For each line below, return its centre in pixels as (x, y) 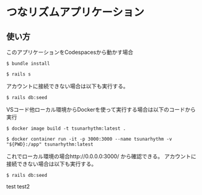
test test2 (18, 187)
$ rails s (19, 74)
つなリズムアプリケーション (75, 12)
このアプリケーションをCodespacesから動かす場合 (70, 52)
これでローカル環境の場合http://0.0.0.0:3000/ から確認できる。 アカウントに (101, 156)
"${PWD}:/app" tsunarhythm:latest (50, 144)
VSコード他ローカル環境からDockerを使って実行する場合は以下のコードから (101, 110)
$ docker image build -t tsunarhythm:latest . (66, 129)
